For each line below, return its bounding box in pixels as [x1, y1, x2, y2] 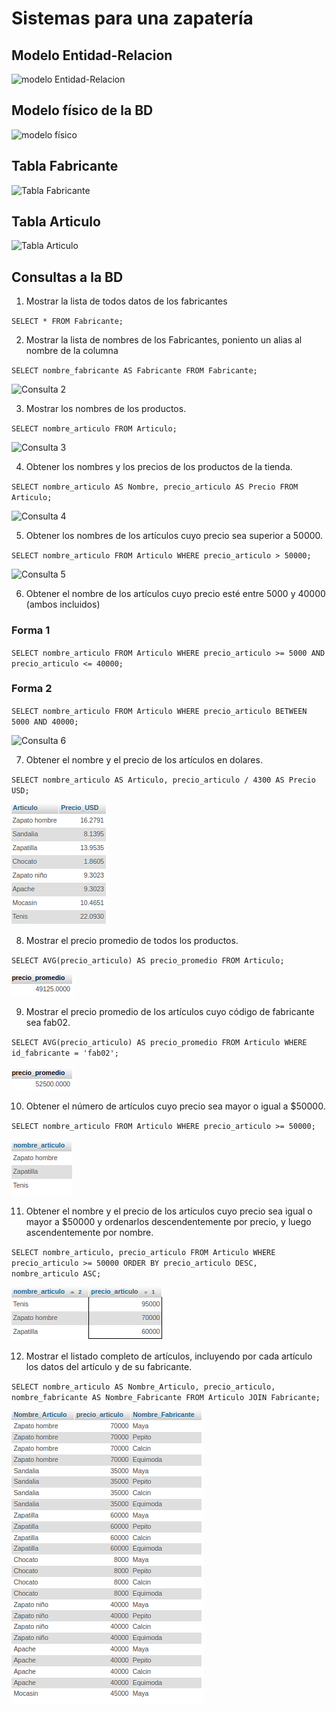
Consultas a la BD [11, 268, 124, 286]
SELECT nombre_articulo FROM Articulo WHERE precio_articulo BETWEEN [11, 706, 308, 716]
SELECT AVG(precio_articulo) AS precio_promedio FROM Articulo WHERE [11, 1037, 308, 1047]
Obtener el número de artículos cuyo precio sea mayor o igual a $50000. [25, 1100, 326, 1112]
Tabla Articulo [11, 213, 101, 231]
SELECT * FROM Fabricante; [11, 317, 124, 327]
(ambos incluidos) [25, 598, 101, 611]
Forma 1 [11, 623, 51, 637]
